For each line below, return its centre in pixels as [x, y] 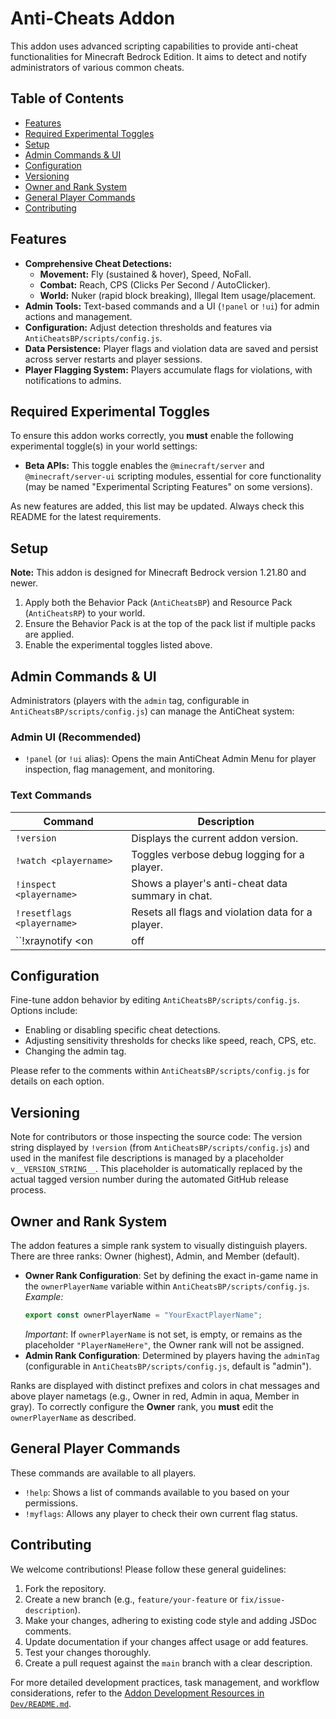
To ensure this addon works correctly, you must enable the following [152, 436]
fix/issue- [262, 1600]
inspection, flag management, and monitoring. [119, 769]
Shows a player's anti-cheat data [209, 883]
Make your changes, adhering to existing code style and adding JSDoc [171, 1620]
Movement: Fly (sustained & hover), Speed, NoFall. [145, 274]
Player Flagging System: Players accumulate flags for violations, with [168, 369]
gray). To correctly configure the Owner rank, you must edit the [142, 1406]
